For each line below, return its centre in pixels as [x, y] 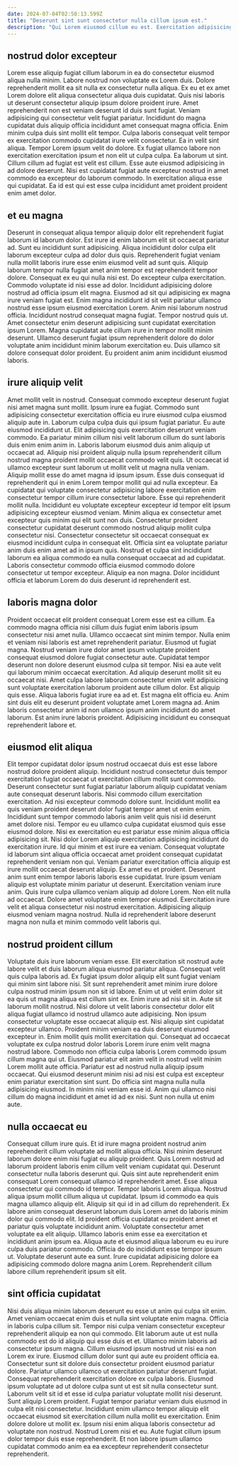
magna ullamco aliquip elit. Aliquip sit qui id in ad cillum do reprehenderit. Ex [119, 1204]
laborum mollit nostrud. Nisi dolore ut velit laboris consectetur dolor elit [111, 1007]
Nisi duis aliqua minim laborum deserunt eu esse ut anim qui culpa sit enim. [117, 1311]
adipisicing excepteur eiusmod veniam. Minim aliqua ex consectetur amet [114, 512]
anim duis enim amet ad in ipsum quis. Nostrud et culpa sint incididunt [110, 550]
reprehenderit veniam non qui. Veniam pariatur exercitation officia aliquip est [119, 862]
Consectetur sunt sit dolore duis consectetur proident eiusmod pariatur [111, 1363]
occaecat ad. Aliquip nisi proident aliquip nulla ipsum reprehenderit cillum [114, 452]
